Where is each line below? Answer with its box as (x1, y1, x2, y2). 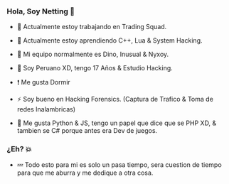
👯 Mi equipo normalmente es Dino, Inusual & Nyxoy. (16, 50, 169, 59)
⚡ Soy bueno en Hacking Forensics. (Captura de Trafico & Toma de (16, 95, 214, 104)
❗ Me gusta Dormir (16, 78, 70, 87)
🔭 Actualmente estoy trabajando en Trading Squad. (16, 23, 167, 31)
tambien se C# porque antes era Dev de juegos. (16, 126, 158, 135)
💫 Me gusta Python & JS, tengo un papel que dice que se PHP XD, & (16, 119, 217, 127)
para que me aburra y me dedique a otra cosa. (16, 168, 154, 177)
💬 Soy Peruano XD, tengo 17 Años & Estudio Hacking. (16, 64, 174, 72)
